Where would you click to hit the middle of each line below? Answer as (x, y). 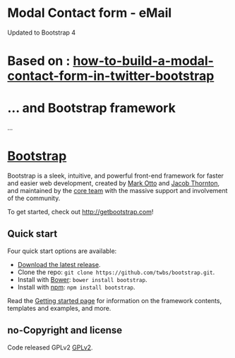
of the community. (34, 198)
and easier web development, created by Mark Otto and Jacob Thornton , (114, 183)
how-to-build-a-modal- (143, 61)
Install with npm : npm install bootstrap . (76, 287)
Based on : (39, 61)
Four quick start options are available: (62, 251)
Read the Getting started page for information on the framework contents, (115, 300)
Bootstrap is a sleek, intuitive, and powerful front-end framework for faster (116, 175)
